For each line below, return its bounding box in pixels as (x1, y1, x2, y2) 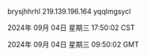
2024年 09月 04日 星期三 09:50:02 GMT (7, 39, 140, 49)
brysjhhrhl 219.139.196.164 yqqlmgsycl (7, 7, 131, 16)
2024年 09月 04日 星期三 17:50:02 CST (7, 23, 135, 32)
